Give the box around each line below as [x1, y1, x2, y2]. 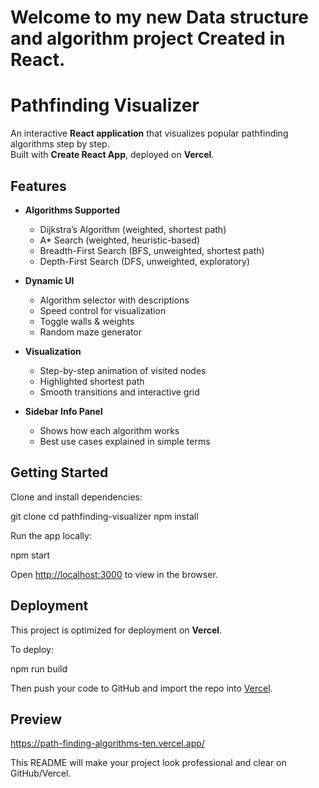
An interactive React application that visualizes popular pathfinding [10, 127, 289, 140]
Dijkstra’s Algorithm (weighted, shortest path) [39, 223, 227, 235]
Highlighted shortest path [39, 375, 145, 387]
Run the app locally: [10, 529, 92, 541]
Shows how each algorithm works [39, 424, 180, 436]
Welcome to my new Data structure [10, 6, 310, 29]
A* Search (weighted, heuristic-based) [39, 234, 201, 246]
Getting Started [10, 464, 109, 481]
